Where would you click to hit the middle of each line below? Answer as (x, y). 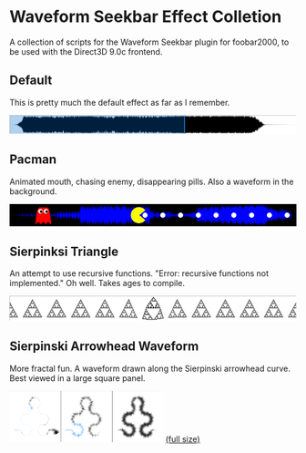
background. (33, 191)
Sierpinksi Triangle (64, 251)
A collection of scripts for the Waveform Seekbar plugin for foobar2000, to (149, 42)
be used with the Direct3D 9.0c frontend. (86, 51)
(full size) (183, 438)
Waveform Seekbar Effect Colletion (146, 17)
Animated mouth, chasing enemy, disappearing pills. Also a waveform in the (152, 181)
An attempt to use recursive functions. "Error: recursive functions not (139, 273)
